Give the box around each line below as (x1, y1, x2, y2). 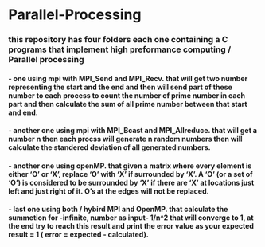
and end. (8, 108, 38, 117)
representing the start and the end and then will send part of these (8, 82, 232, 92)
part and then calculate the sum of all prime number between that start (8, 99, 248, 108)
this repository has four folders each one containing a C (8, 34, 228, 45)
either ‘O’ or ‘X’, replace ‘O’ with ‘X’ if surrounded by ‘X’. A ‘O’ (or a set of (8, 169, 253, 178)
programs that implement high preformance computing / (8, 44, 232, 55)
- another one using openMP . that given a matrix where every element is (8, 161, 252, 171)
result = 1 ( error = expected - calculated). (8, 229, 149, 240)
